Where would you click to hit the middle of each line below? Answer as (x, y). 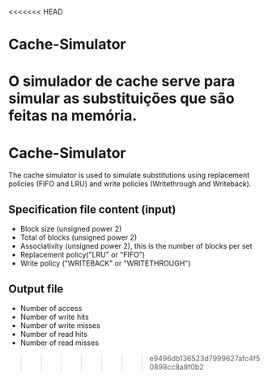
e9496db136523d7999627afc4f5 (205, 358)
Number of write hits (54, 317)
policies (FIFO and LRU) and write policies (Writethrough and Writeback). (130, 184)
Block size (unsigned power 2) (71, 229)
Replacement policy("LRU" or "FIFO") (83, 255)
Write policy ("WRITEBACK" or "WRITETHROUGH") (106, 263)
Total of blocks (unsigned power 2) (79, 237)
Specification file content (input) (92, 209)
